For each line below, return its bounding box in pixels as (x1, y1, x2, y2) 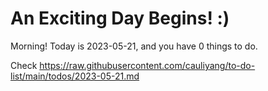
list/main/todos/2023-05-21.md (10, 70, 140, 82)
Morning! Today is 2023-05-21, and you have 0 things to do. (10, 40, 258, 52)
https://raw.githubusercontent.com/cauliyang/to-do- (39, 59, 256, 71)
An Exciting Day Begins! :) (10, 7, 230, 30)
